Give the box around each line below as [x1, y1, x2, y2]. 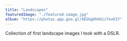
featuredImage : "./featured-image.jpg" [5, 12, 89, 17]
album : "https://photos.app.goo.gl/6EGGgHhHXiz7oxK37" [5, 16, 122, 21]
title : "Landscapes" [5, 7, 49, 12]
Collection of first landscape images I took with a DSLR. [5, 30, 120, 36]
